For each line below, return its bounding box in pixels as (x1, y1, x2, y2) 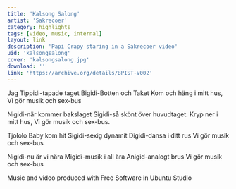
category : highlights (7, 23, 71, 30)
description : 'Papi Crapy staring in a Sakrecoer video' (7, 43, 178, 50)
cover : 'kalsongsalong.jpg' (7, 56, 90, 63)
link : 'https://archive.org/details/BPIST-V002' (7, 69, 153, 76)
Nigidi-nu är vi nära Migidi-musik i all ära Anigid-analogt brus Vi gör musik (7, 152, 223, 161)
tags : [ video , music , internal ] (7, 30, 102, 37)
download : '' (7, 63, 46, 70)
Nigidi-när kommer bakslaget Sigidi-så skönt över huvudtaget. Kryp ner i (7, 110, 218, 118)
